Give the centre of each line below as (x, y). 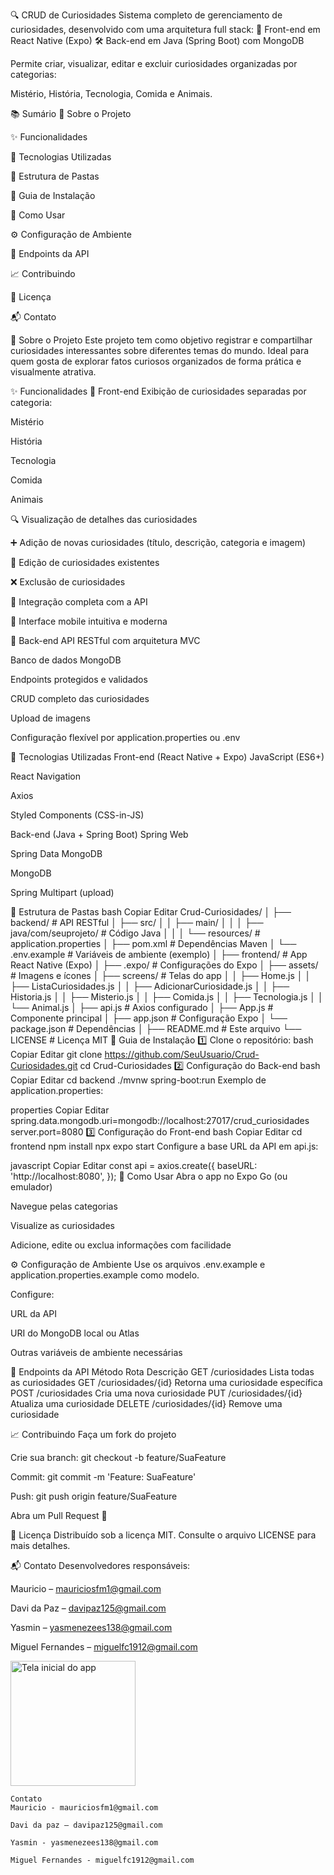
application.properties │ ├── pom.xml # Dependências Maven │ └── (153, 943)
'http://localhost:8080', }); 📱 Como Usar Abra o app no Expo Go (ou (149, 1176)
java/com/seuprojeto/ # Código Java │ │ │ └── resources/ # (135, 933)
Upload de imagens (50, 718)
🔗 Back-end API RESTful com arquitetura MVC (105, 640)
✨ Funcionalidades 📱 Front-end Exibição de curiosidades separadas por (158, 391)
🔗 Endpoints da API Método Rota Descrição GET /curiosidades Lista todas (162, 1372)
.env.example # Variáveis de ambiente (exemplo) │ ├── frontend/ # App (159, 954)
